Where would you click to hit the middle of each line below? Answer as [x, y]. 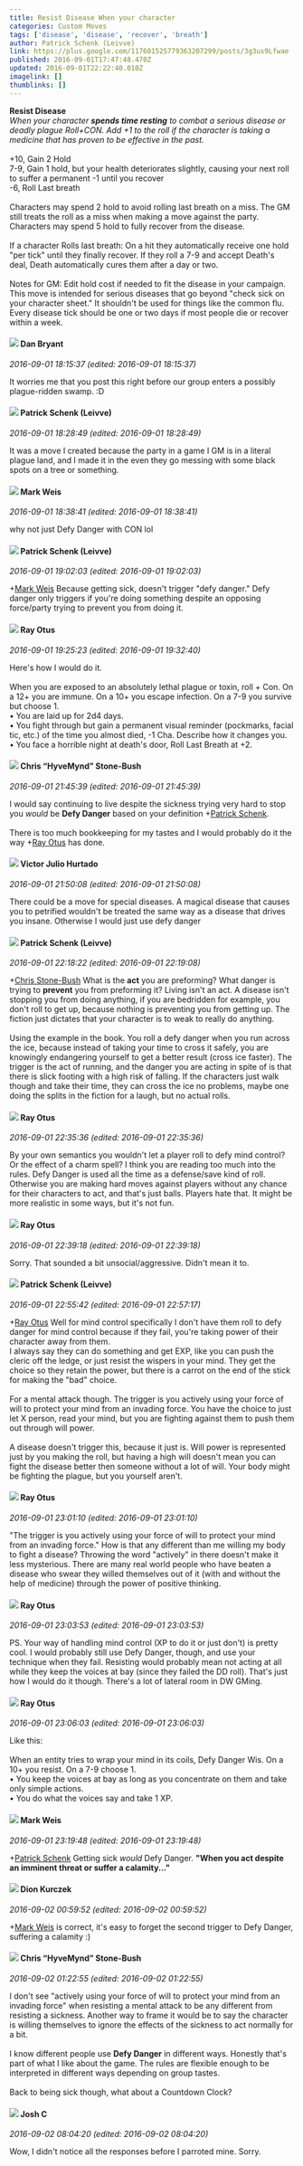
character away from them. [60, 1341]
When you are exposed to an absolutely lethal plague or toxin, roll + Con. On [151, 686]
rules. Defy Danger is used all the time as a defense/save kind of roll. [137, 1174]
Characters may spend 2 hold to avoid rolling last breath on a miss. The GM [150, 207]
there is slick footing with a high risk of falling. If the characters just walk [144, 1076]
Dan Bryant [42, 344]
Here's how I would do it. [56, 667]
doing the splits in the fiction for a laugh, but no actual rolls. [120, 1096]
